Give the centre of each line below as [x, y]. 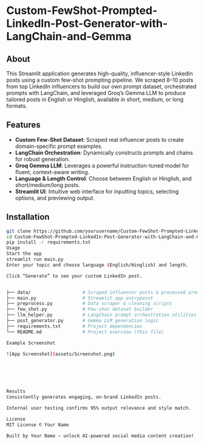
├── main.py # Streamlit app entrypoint [80, 298]
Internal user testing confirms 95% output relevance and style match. [99, 408]
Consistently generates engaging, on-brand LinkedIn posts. [84, 397]
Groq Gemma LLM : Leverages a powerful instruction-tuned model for [102, 166]
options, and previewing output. [55, 198]
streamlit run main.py [35, 259]
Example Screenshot [31, 343]
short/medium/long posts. [47, 185]
